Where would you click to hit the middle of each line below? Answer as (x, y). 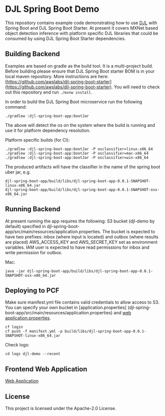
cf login (14, 327)
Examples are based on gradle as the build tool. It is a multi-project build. (79, 66)
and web (122, 313)
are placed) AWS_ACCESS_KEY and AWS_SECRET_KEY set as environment (81, 242)
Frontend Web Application (46, 369)
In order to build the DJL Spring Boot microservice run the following (74, 102)
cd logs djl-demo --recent (33, 354)
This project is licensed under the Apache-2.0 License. (61, 408)
